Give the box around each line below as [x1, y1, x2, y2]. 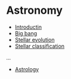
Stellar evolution [14, 36, 55, 43]
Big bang [14, 29, 38, 37]
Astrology [14, 65, 39, 72]
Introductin [14, 23, 42, 31]
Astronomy [6, 4, 63, 17]
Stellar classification [14, 42, 64, 50]
